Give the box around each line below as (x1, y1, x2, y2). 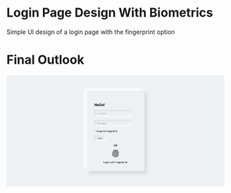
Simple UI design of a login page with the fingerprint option (6, 28, 176, 36)
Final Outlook (6, 52, 84, 68)
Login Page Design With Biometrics (6, 5, 214, 21)
